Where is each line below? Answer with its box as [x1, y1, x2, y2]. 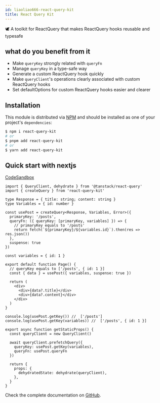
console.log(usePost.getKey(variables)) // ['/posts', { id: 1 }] [5, 318, 147, 324]
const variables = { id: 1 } [5, 253, 65, 258]
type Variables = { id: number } [5, 201, 74, 206]
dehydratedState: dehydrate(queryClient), [18, 370, 107, 376]
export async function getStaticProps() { [5, 327, 94, 332]
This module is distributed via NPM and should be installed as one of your [5, 115, 156, 120]
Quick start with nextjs [5, 161, 77, 170]
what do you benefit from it [5, 47, 90, 56]
